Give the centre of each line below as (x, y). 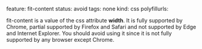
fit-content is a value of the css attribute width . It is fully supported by (95, 20)
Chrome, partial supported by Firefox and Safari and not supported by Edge (101, 27)
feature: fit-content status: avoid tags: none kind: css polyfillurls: (88, 9)
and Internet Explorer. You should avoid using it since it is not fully (89, 33)
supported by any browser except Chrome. (60, 40)
